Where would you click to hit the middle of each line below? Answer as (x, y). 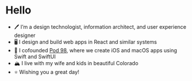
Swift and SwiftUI (35, 56)
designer (25, 35)
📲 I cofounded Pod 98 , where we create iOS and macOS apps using (95, 50)
